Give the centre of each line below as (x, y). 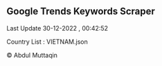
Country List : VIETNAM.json (47, 42)
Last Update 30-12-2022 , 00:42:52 (57, 28)
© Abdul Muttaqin (32, 55)
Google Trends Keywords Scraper (81, 11)
